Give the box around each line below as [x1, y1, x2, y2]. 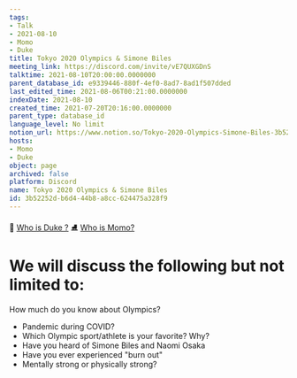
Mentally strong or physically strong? [21, 359, 157, 369]
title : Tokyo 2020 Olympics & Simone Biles [9, 54, 172, 63]
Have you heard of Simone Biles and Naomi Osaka [21, 340, 206, 351]
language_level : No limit [9, 120, 104, 129]
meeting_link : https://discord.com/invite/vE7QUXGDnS [9, 63, 212, 72]
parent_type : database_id [9, 112, 104, 120]
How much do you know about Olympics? [9, 304, 161, 314]
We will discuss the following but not [9, 256, 285, 276]
